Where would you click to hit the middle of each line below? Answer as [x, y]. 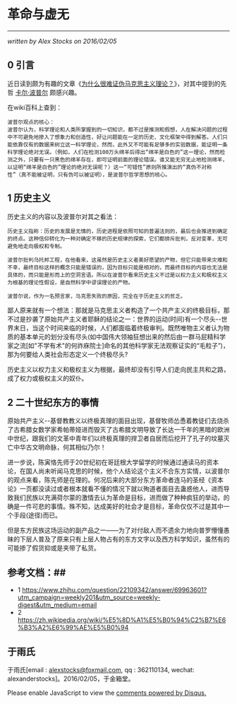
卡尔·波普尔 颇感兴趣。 [48, 92]
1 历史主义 [29, 198]
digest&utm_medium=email [57, 605]
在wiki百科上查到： [35, 107]
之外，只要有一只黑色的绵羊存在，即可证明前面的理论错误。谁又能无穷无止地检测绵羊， [120, 160]
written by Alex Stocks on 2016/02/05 [62, 41]
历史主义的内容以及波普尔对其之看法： [63, 216]
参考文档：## [37, 572]
